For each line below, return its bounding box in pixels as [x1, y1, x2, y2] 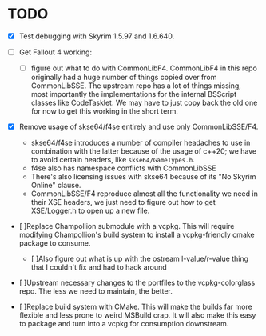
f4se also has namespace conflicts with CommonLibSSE [30, 163, 216, 173]
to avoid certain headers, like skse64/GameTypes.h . [30, 155, 195, 165]
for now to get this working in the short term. [30, 106, 179, 116]
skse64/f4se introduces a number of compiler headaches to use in [30, 138, 251, 148]
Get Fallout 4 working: [18, 47, 93, 57]
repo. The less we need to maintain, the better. [18, 286, 173, 296]
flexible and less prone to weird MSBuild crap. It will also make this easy [18, 310, 256, 320]
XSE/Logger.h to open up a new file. [30, 206, 150, 216]
